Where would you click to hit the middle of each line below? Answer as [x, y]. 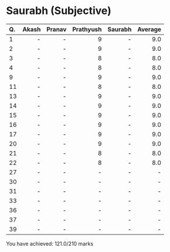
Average [149, 29]
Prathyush [87, 29]
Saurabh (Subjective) [59, 11]
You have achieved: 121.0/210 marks [50, 243]
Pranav [57, 29]
